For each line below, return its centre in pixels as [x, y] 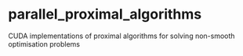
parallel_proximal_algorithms [105, 14]
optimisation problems [44, 44]
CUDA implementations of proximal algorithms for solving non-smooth [121, 36]
